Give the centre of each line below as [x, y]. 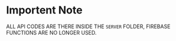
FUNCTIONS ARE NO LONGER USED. [51, 32]
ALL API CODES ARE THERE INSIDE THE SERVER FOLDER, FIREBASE [88, 26]
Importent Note [44, 10]
